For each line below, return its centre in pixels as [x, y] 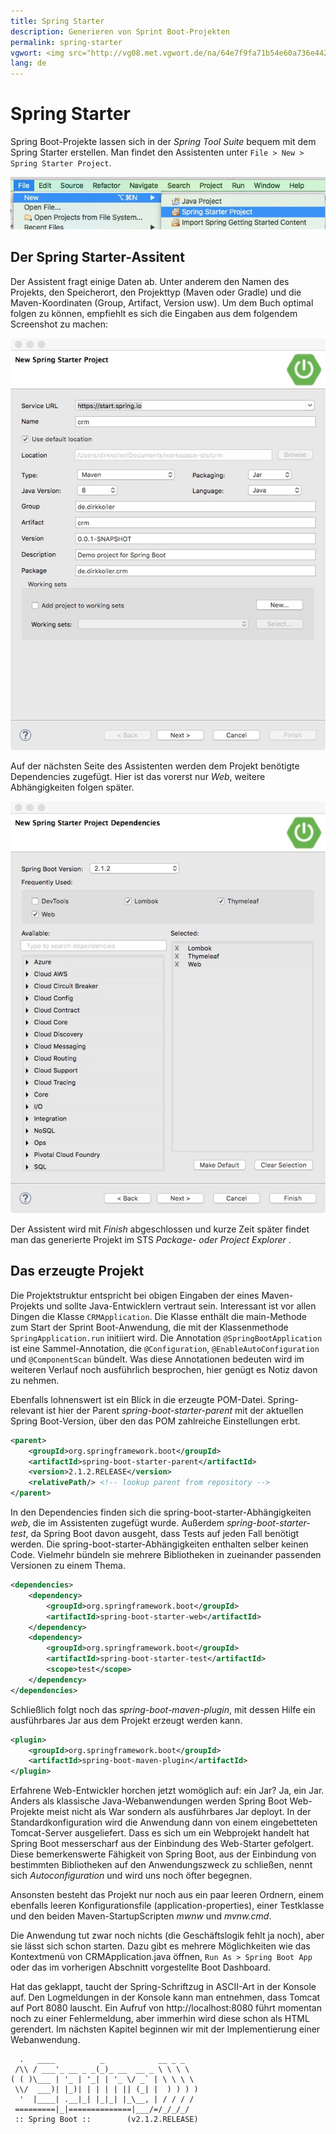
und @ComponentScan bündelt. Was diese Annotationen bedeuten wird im [157, 1359]
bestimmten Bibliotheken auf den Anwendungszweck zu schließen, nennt [161, 1865]
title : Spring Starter [57, 21]
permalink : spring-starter [66, 42]
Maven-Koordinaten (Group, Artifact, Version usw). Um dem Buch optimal [162, 302]
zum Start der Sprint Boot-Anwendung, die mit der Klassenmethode [149, 1327]
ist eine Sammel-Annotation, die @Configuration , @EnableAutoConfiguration [165, 1348]
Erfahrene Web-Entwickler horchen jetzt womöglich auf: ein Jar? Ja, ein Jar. [167, 1791]
